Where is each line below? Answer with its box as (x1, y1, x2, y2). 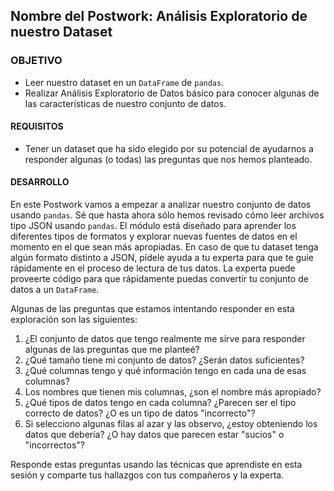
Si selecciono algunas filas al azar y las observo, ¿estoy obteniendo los (24, 418, 318, 430)
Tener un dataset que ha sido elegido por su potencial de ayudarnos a (24, 142, 314, 154)
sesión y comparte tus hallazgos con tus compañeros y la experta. (10, 469, 285, 481)
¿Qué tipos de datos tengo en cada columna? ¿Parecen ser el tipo (24, 397, 297, 409)
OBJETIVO (10, 54, 63, 68)
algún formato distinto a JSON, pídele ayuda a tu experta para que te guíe (10, 252, 314, 264)
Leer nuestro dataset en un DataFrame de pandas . (24, 76, 225, 88)
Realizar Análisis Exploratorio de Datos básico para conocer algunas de (24, 87, 320, 99)
